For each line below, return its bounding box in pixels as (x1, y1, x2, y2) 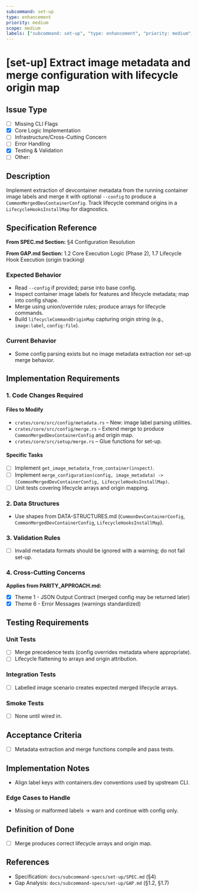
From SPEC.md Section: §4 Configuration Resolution (6, 239, 136, 246)
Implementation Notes (6, 763, 90, 773)
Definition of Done (6, 824, 75, 834)
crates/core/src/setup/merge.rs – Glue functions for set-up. (14, 438, 162, 445)
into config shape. (14, 297, 59, 304)
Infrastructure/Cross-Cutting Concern (14, 134, 107, 141)
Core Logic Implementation (14, 127, 81, 134)
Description (6, 171, 50, 181)
